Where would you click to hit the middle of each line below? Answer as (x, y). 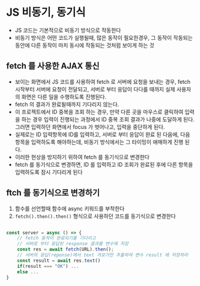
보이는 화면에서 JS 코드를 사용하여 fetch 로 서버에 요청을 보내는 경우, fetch (103, 81)
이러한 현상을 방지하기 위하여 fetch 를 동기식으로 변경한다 (82, 157)
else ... (28, 272)
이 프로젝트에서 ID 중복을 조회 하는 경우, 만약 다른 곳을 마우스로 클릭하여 (99, 111)
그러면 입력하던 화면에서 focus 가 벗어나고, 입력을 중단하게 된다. (90, 126)
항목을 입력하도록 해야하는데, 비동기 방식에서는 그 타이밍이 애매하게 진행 (99, 141)
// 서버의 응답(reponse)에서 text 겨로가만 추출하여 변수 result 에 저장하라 (103, 255)
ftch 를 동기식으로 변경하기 (53, 193)
